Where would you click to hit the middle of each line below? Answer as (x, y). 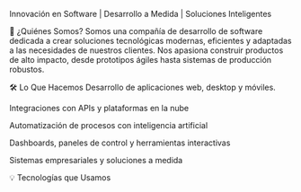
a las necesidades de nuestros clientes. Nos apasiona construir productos (146, 50)
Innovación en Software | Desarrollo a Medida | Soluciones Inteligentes (141, 14)
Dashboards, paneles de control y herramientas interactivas (120, 143)
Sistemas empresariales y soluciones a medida (96, 160)
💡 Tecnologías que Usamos (60, 178)
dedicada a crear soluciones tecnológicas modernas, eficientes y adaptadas (150, 41)
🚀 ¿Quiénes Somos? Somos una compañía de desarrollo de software (136, 31)
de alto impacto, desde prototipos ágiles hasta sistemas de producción (141, 60)
